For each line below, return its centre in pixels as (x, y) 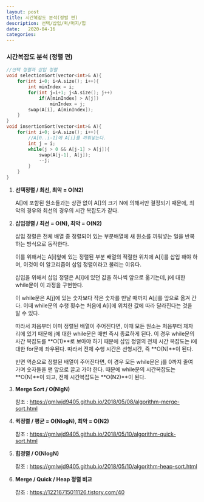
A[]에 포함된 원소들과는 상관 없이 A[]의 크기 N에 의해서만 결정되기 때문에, (101, 203)
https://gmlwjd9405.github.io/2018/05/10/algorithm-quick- (103, 434)
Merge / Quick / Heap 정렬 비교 (53, 479)
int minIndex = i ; (51, 87)
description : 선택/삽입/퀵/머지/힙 (46, 23)
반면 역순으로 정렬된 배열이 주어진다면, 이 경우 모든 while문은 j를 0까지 (98, 361)
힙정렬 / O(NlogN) (37, 453)
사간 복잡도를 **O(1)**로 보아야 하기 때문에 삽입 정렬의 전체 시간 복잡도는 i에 (106, 341)
